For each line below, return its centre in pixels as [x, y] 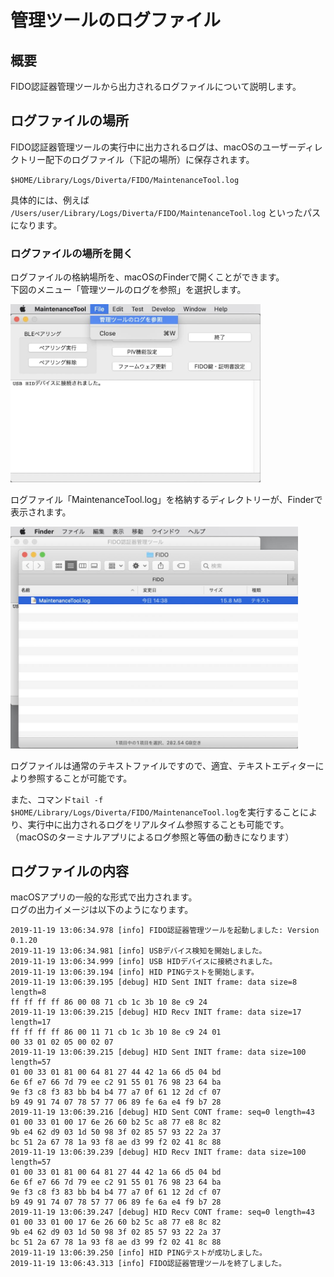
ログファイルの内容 [69, 871]
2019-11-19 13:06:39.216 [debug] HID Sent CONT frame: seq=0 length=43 [162, 1112]
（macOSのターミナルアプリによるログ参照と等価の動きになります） [152, 837]
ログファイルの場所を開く [72, 253]
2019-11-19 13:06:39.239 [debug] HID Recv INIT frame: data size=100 [158, 1152]
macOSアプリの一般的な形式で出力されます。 [104, 897]
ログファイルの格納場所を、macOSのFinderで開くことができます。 [147, 277]
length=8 [28, 992]
